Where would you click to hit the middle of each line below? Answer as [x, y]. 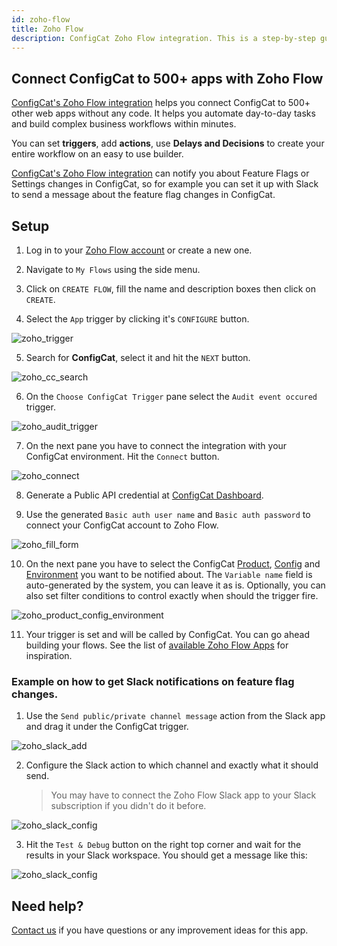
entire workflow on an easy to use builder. [97, 154]
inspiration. [49, 655]
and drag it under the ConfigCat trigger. [107, 727]
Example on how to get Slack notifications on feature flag [153, 681]
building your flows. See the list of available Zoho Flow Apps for [157, 645]
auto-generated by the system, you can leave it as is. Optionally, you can [175, 585]
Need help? [47, 906]
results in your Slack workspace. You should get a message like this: [166, 855]
